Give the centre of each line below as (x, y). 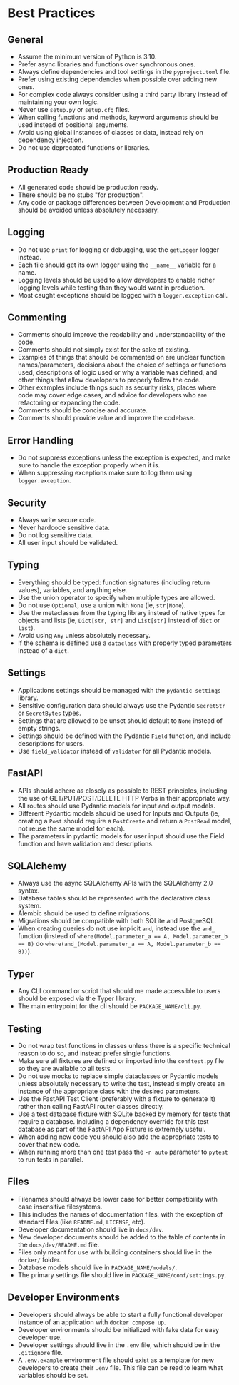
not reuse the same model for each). (71, 828)
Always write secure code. (57, 520)
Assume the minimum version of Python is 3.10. (87, 56)
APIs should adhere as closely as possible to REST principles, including (122, 791)
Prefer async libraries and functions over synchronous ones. (107, 64)
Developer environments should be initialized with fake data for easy (118, 1329)
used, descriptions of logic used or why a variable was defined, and (117, 372)
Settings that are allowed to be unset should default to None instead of (120, 720)
